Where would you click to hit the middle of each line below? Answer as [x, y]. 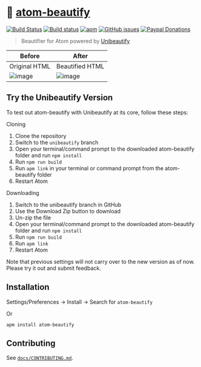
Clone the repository [41, 135]
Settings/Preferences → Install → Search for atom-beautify [80, 302]
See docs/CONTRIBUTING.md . [40, 358]
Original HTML [30, 66]
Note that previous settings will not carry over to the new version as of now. [100, 261]
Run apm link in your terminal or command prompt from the [89, 168]
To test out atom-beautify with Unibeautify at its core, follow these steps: [97, 112]
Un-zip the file [33, 218]
